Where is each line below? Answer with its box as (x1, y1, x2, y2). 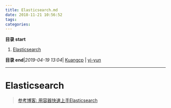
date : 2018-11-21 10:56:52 (5, 12, 63, 17)
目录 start (5, 36, 26, 42)
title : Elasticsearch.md (5, 7, 58, 13)
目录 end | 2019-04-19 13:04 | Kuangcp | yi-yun (5, 57, 101, 63)
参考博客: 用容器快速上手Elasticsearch (17, 97, 98, 103)
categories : (5, 21, 31, 27)
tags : (5, 17, 17, 22)
